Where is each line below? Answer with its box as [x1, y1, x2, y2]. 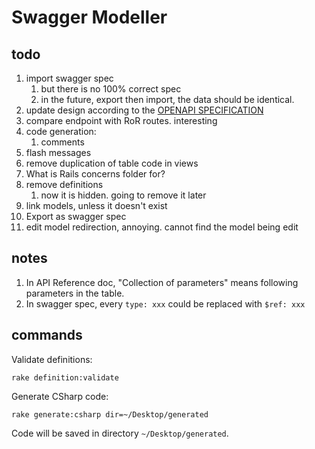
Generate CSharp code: [11, 390, 109, 402]
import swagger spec [25, 72, 114, 84]
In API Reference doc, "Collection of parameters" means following [25, 276, 299, 288]
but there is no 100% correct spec [40, 83, 182, 95]
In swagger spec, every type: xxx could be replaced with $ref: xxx [25, 297, 306, 310]
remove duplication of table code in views [25, 157, 199, 169]
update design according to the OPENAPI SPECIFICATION [25, 104, 264, 116]
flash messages [25, 147, 92, 158]
